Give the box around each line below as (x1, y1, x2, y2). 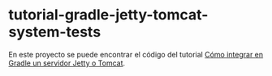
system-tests (8, 23, 101, 41)
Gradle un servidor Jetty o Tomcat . (8, 58, 126, 68)
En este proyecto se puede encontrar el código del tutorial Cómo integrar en (8, 49, 264, 59)
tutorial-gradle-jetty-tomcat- (8, 6, 209, 24)
